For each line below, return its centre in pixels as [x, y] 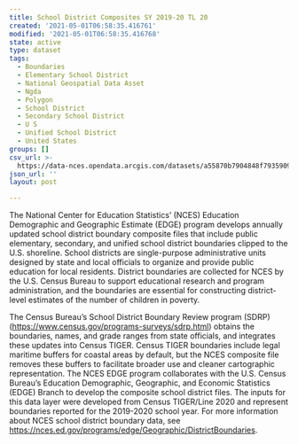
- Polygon [35, 100]
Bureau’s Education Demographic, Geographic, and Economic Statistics [140, 383]
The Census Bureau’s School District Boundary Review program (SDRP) [140, 317]
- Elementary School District [73, 75]
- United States [47, 141]
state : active [35, 42]
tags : [19, 58]
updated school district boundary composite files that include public [134, 234]
